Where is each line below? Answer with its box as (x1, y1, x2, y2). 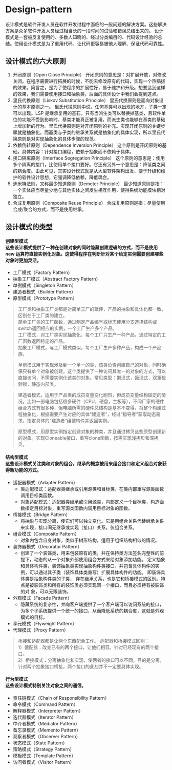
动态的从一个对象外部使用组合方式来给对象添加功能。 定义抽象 (34, 556, 165, 562)
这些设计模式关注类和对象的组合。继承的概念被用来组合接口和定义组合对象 (5, 460, 162, 466)
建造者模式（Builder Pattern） (12, 289, 76, 295)
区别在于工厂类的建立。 (17, 312, 68, 319)
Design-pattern (5, 4, 73, 15)
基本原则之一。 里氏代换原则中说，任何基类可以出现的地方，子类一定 (21, 104, 167, 110)
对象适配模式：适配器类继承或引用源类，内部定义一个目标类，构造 (20, 499, 160, 505)
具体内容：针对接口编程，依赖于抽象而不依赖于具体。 (21, 148, 134, 154)
